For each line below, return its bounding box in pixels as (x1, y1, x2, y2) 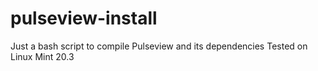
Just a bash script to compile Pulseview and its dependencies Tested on (10, 40, 308, 52)
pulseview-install (10, 7, 158, 30)
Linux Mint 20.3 (10, 50, 75, 62)
